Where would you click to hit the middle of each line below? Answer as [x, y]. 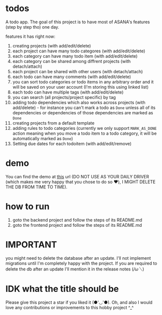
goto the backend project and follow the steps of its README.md [77, 220]
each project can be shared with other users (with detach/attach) [78, 71]
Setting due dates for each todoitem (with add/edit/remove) [72, 143]
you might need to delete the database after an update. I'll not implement [78, 258]
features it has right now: [30, 36]
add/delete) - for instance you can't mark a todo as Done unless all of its [84, 108]
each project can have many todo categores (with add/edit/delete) [79, 51]
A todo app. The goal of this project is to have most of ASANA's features [78, 22]
